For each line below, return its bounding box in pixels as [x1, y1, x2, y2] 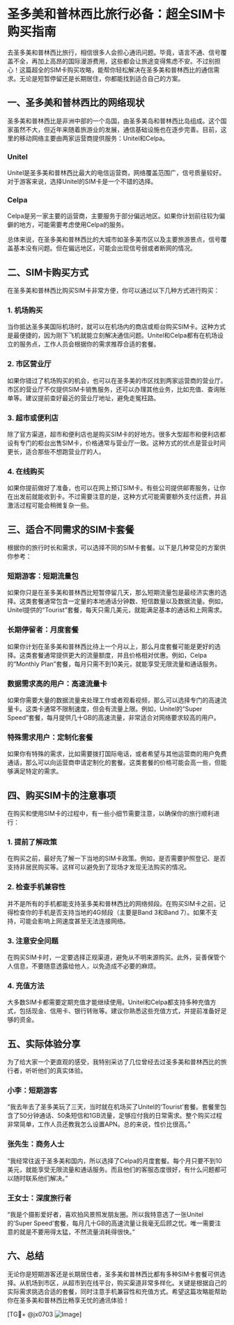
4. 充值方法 [7, 980, 45, 990]
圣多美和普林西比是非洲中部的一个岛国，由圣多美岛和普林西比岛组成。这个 [7, 116, 221, 125]
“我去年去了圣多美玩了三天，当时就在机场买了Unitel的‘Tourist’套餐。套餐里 [7, 1103, 221, 1111]
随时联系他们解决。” [13, 1174, 68, 1182]
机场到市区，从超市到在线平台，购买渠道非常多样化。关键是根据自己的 [25, 1278, 227, 1287]
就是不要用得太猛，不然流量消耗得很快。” [19, 1228, 136, 1236]
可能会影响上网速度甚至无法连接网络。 [19, 916, 130, 925]
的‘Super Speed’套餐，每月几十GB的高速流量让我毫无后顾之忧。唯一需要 [7, 1219, 215, 1227]
